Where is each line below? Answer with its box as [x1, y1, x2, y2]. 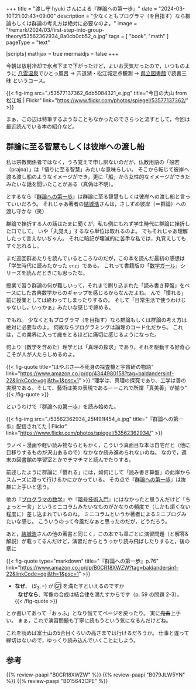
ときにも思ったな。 [42, 269, 88, 276]
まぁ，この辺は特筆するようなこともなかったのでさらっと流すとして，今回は [6, 116, 190, 122]
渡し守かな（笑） [6, 207, 47, 214]
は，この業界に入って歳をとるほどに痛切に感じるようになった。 [6, 331, 160, 338]
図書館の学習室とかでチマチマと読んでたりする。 [16, 456, 135, 463]
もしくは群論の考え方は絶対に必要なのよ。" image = [11, 20, 137, 26]
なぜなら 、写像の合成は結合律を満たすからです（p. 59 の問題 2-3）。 [17, 591, 183, 598]
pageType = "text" [6, 39, 50, 46]
